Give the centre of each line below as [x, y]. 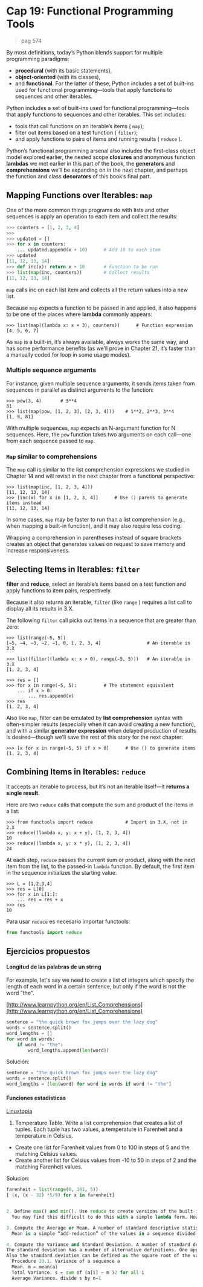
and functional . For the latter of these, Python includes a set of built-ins [105, 83]
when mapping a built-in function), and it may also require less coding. [94, 526]
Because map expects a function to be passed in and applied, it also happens [101, 308]
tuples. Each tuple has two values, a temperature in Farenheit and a [99, 1129]
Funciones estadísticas [36, 1098]
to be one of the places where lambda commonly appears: [79, 314]
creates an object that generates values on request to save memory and [96, 544]
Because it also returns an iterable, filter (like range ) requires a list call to [99, 602]
